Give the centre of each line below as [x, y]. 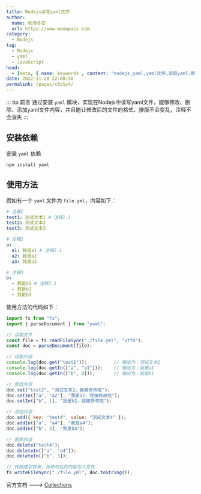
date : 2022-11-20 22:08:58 [40, 79]
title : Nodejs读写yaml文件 [38, 12]
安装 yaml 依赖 [24, 153]
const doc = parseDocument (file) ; [49, 346]
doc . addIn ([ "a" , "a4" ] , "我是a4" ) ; [50, 423]
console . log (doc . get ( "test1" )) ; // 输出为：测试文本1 [83, 363]
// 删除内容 [19, 439]
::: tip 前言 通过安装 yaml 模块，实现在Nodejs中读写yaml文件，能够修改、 [96, 102]
